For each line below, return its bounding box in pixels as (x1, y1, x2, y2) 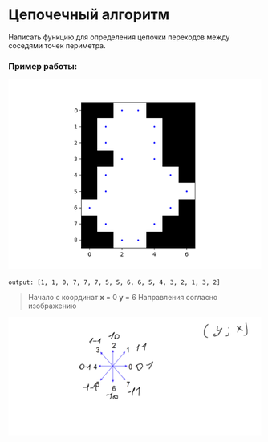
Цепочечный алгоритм (8, 6, 170, 24)
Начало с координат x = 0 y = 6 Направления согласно (27, 293, 218, 302)
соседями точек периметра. (8, 40, 106, 50)
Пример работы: (8, 60, 78, 71)
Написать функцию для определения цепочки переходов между (8, 32, 230, 42)
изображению (27, 301, 77, 310)
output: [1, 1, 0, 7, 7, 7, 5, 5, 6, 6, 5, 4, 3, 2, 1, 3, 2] (8, 278, 221, 286)
